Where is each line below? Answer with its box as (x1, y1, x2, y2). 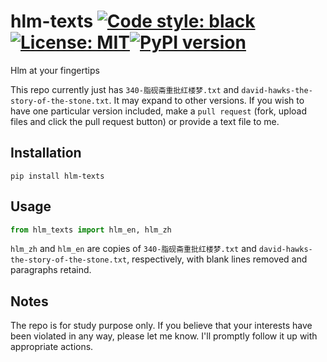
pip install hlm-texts (10, 171, 105, 181)
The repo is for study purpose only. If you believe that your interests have (10, 320, 313, 332)
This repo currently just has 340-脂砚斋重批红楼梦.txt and (10, 83, 240, 95)
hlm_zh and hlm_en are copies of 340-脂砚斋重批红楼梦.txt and (10, 243, 257, 255)
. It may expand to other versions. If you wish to (108, 94, 305, 106)
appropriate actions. (10, 341, 94, 353)
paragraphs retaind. (10, 264, 92, 276)
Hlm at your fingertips (10, 64, 100, 76)
